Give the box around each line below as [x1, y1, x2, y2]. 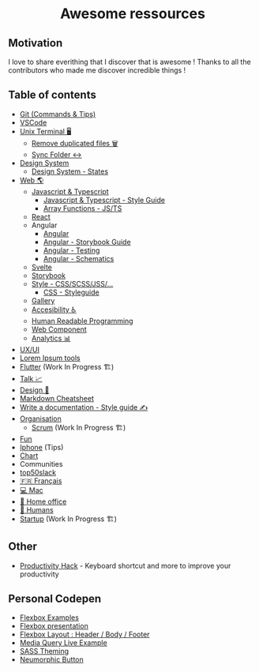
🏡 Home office [19, 497, 67, 506]
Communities [19, 459, 63, 468]
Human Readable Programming [31, 316, 133, 325]
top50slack [19, 467, 57, 477]
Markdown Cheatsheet [19, 393, 95, 403]
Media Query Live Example [19, 638, 108, 648]
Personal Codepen [8, 592, 102, 606]
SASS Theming [19, 647, 69, 656]
